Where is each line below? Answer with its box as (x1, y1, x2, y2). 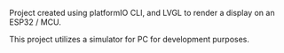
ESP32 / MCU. (9, 17, 62, 27)
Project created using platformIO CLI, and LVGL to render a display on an (9, 8, 275, 18)
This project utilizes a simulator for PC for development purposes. (9, 34, 250, 44)
